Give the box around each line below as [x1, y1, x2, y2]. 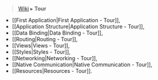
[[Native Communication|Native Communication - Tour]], [11, 61, 153, 68]
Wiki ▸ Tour [17, 5, 47, 12]
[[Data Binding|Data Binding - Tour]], [11, 29, 103, 36]
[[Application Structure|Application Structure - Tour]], [11, 23, 145, 30]
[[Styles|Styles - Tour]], [11, 48, 71, 56]
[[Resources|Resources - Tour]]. [11, 67, 93, 74]
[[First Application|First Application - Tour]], [11, 17, 121, 23]
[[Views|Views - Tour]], [11, 42, 70, 49]
